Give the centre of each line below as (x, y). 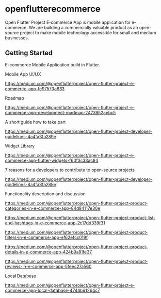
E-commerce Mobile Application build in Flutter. (53, 64)
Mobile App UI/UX (23, 74)
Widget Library (20, 146)
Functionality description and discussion (45, 194)
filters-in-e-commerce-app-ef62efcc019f (47, 237)
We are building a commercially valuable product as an (83, 27)
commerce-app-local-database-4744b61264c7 (53, 290)
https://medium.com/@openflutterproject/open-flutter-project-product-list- (80, 218)
